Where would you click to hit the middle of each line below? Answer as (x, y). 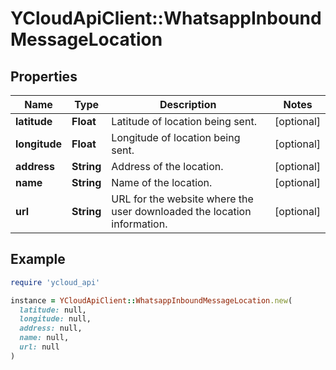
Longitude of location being (176, 137)
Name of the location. (162, 182)
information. (139, 224)
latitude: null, (53, 310)
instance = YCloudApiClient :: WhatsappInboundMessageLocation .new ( (151, 300)
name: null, (44, 338)
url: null (39, 347)
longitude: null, (55, 319)
